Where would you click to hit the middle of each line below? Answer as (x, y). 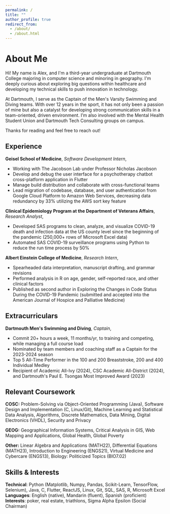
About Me (26, 59)
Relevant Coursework (40, 392)
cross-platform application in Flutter (50, 179)
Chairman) (16, 506)
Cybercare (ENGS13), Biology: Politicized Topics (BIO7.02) (66, 456)
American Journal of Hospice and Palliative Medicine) (69, 300)
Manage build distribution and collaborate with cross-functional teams (86, 185)
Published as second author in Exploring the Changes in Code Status (85, 289)
